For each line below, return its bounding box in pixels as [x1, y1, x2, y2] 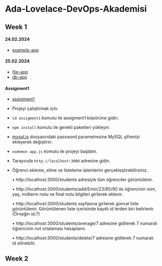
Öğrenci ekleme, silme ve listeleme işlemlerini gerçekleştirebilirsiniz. [12, 167, 148, 173]
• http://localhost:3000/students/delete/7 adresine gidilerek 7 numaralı [12, 235, 154, 241]
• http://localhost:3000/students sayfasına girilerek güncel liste [12, 201, 139, 207]
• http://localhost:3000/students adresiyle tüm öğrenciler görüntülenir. [12, 177, 153, 183]
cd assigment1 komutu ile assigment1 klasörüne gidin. [12, 115, 119, 121]
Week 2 [5, 254, 29, 263]
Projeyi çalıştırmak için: [12, 106, 59, 111]
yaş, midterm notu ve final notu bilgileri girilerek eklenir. [12, 191, 123, 197]
